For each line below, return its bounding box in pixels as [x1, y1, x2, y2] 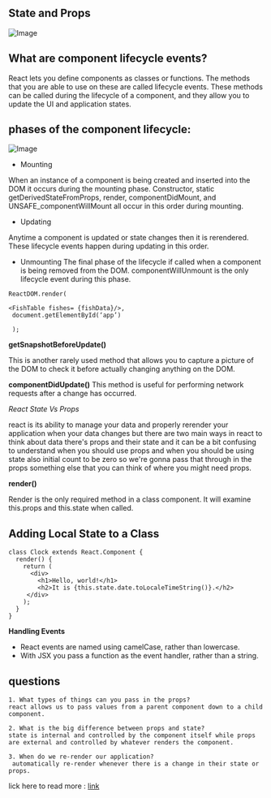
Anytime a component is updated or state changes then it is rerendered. [8, 233, 249, 243]
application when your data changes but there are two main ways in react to [8, 429, 263, 438]
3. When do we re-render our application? [8, 753, 154, 761]
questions [8, 674, 61, 688]
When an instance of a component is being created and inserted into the [8, 175, 251, 185]
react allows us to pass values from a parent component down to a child [8, 703, 264, 711]
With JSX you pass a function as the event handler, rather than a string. [19, 651, 259, 661]
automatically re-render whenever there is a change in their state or [11, 760, 260, 768]
